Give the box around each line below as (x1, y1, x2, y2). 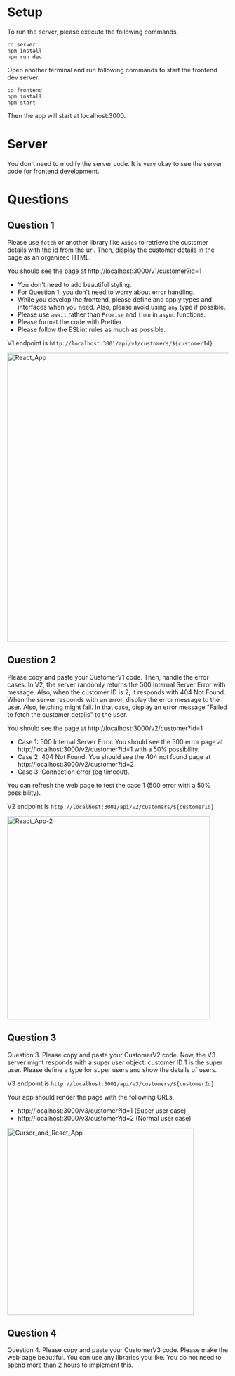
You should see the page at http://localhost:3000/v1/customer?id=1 (7, 267, 202, 275)
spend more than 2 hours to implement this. (7, 1361, 134, 1369)
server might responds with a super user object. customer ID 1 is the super (7, 1058, 223, 1066)
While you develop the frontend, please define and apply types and (17, 295, 213, 303)
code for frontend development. (7, 167, 100, 175)
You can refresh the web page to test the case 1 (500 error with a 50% (7, 781, 211, 789)
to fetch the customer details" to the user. (7, 710, 128, 718)
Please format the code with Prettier (17, 317, 122, 326)
